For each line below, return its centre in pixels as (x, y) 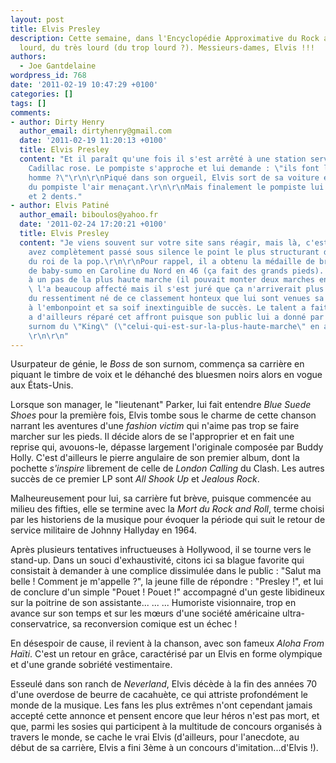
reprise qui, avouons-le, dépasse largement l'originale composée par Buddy (167, 447)
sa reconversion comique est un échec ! (154, 624)
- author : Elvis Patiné (60, 206)
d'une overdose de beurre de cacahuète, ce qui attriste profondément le (159, 695)
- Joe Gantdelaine (58, 66)
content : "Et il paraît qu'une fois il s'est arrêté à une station (163, 159)
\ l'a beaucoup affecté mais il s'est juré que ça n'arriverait (165, 289)
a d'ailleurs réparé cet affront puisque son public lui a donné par (176, 317)
